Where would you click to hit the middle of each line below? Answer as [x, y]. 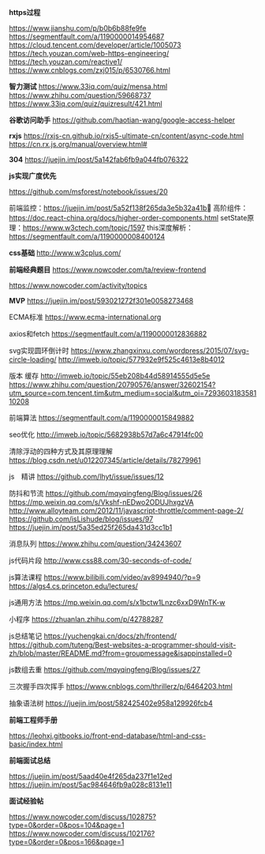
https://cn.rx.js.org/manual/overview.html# [78, 144]
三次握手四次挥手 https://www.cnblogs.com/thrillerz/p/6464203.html [121, 686]
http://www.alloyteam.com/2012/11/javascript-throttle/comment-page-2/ [126, 510]
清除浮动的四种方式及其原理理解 [61, 451]
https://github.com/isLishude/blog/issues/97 [81, 519]
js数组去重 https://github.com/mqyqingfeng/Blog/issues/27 [105, 670]
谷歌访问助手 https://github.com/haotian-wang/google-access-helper [122, 120]
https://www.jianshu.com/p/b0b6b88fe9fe [78, 28]
